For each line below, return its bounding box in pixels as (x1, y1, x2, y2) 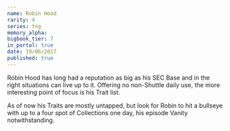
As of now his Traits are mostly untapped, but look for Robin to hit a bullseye (7, 101, 223, 110)
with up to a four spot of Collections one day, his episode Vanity (7, 108, 188, 117)
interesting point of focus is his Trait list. (7, 88, 120, 96)
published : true (7, 55, 54, 62)
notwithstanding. (7, 116, 55, 124)
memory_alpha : (7, 29, 48, 36)
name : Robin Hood (7, 10, 57, 17)
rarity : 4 (7, 16, 36, 23)
